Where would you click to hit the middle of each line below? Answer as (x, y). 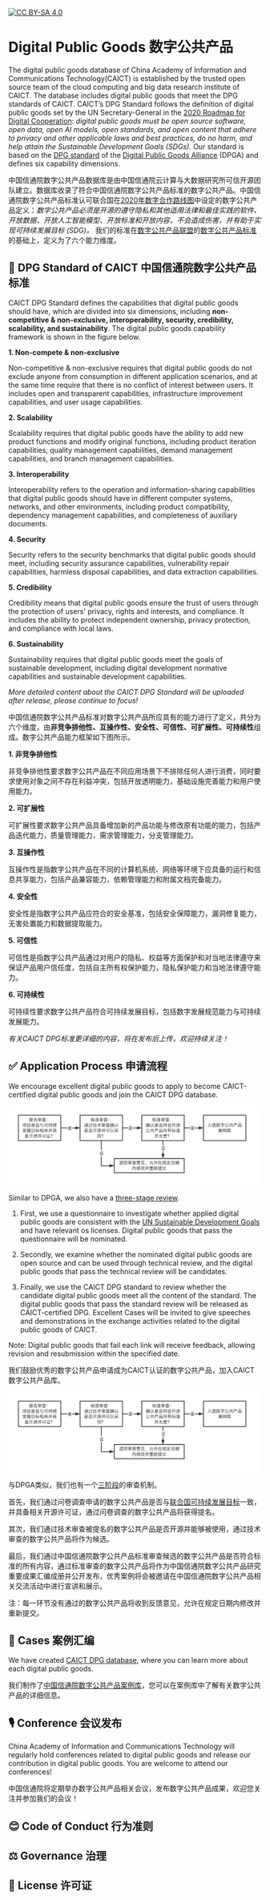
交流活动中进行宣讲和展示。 (60, 1586)
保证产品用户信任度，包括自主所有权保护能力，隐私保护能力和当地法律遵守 (131, 967)
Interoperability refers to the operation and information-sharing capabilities (132, 490)
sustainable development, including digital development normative (118, 668)
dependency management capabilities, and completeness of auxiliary (123, 515)
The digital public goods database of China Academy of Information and (127, 70)
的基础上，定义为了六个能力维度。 (64, 240)
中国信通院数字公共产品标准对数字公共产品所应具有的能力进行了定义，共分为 (135, 716)
